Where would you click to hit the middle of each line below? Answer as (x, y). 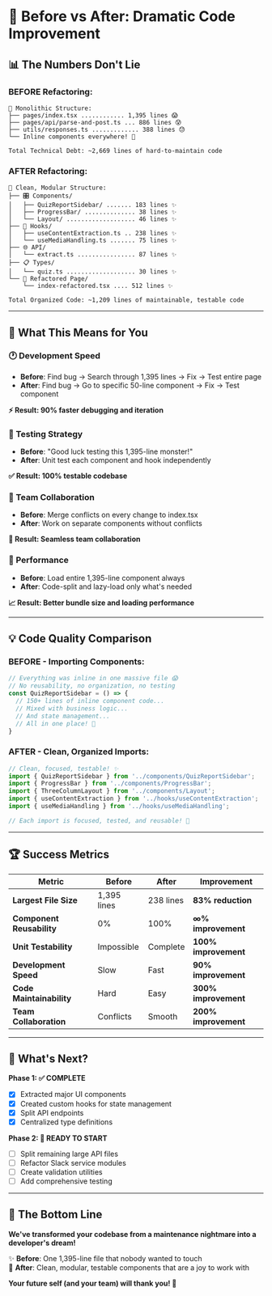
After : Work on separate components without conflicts (111, 523)
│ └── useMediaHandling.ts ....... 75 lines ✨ (92, 241)
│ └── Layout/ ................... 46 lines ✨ (92, 219)
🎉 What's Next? (49, 1059)
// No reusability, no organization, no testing (92, 686)
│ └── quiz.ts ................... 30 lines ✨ (92, 272)
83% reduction (223, 900)
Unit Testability (42, 947)
